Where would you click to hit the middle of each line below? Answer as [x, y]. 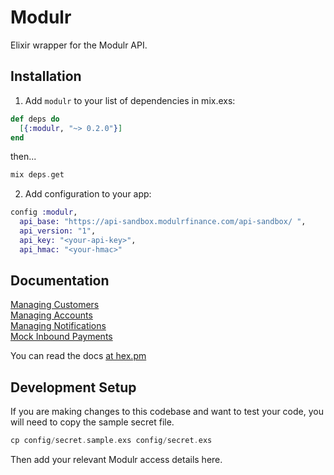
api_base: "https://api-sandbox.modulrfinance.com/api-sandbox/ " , [163, 222]
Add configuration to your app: [88, 194]
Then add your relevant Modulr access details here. [116, 460]
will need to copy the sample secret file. [92, 422]
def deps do [35, 119]
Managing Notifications [58, 326]
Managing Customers [55, 305]
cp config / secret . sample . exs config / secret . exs [111, 441]
